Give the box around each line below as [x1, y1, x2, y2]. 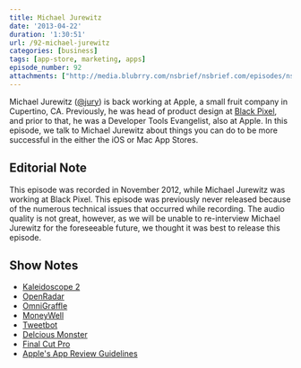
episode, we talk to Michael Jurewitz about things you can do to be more [9, 125, 278, 136]
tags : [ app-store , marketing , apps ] [9, 55, 146, 64]
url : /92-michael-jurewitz [9, 38, 110, 48]
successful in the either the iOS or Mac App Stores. [9, 134, 199, 145]
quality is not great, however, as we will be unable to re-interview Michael [9, 213, 280, 223]
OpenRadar [21, 291, 65, 302]
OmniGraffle [21, 301, 68, 311]
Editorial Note [9, 161, 88, 176]
